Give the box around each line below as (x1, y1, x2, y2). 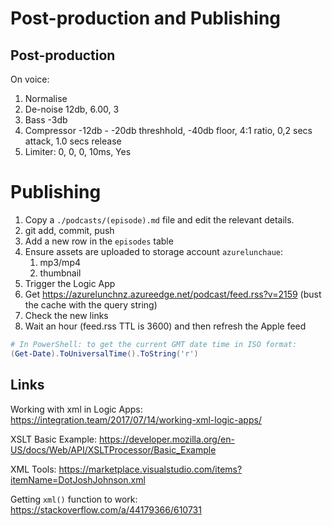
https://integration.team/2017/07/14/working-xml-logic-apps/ (10, 413, 262, 426)
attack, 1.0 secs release (24, 135, 122, 147)
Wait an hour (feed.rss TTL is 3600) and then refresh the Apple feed (24, 320, 307, 332)
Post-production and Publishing (10, 7, 282, 30)
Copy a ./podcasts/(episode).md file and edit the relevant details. (24, 213, 295, 226)
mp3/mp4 (39, 256, 82, 268)
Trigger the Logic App (24, 277, 116, 289)
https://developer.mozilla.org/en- (98, 433, 235, 445)
